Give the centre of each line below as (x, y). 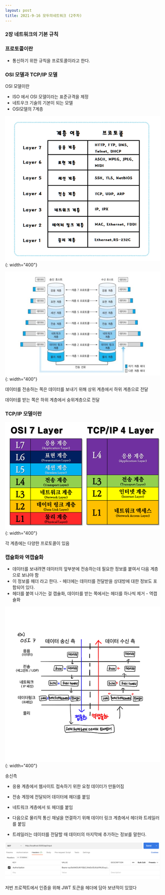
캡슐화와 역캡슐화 (24, 557)
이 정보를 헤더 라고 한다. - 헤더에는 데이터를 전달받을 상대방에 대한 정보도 (82, 581)
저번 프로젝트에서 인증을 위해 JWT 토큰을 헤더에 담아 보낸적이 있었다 (71, 888)
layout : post (18, 10)
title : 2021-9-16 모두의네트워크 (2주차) (44, 16)
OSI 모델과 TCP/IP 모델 (31, 74)
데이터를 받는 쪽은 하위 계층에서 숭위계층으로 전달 (52, 400)
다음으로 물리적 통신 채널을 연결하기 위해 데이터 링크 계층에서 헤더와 (77, 818)
